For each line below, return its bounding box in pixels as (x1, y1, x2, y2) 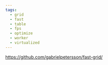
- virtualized (10, 40, 40, 45)
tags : (5, 7, 17, 13)
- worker (10, 36, 29, 41)
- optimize (10, 31, 33, 36)
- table (10, 21, 26, 27)
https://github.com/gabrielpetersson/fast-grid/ (5, 54, 103, 60)
